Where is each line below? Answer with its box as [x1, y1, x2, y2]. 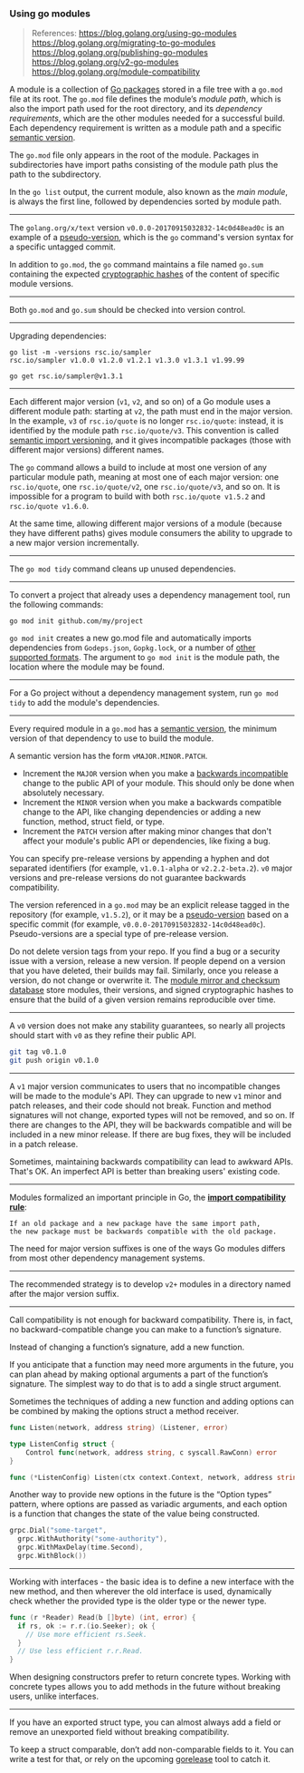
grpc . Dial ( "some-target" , [9, 1526, 107, 1535]
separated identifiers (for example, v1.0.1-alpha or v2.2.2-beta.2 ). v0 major [9, 862, 293, 873]
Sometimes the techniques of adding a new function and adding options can [9, 1396, 294, 1408]
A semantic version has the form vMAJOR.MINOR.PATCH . [9, 751, 208, 762]
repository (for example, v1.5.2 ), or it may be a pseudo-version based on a [9, 910, 290, 921]
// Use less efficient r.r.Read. [17, 1647, 144, 1656]
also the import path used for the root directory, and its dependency [9, 103, 262, 114]
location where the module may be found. [9, 661, 166, 673]
